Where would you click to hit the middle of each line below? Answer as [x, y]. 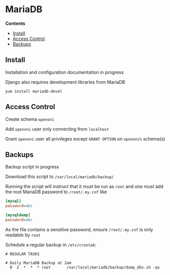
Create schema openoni [30, 119]
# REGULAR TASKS [22, 254]
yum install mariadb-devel [34, 91]
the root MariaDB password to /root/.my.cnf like [56, 192]
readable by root [23, 235]
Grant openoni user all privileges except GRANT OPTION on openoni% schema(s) [85, 139]
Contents [15, 23]
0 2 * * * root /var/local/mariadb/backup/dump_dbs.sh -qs [85, 267]
